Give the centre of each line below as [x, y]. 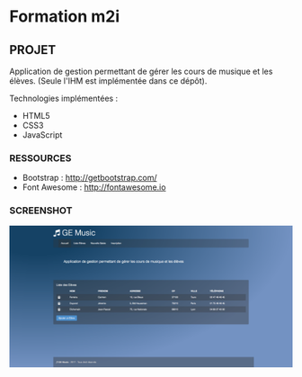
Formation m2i [65, 17]
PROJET [33, 50]
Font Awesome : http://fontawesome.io [94, 187]
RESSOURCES [40, 157]
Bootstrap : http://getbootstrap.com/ [89, 178]
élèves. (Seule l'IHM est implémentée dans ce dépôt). [108, 81]
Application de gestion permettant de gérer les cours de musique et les [141, 71]
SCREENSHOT [41, 211]
